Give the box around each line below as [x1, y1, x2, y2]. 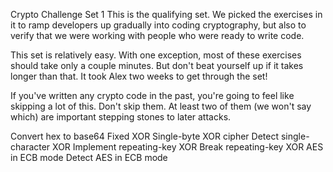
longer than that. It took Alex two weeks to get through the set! [10, 70, 268, 82]
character [10, 141, 51, 153]
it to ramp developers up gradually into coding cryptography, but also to [10, 19, 307, 31]
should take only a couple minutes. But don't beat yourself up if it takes [10, 60, 304, 71]
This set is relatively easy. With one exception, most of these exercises [10, 49, 302, 61]
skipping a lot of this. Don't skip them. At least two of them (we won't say [10, 100, 312, 112]
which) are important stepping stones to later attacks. [10, 111, 232, 123]
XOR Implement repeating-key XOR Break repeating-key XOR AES [52, 141, 324, 153]
